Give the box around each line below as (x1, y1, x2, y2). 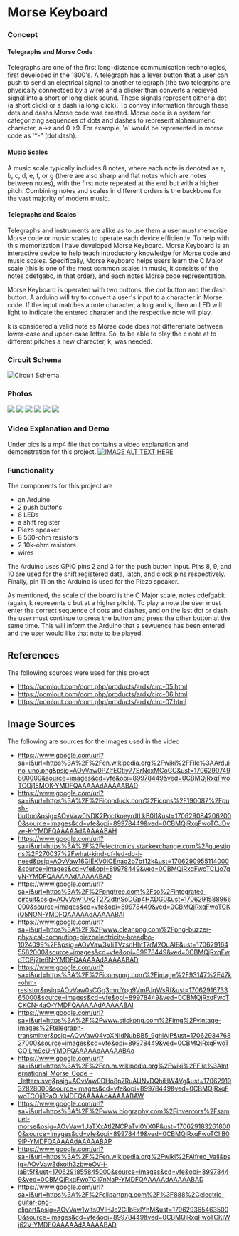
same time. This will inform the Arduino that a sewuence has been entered (7, 621, 225, 629)
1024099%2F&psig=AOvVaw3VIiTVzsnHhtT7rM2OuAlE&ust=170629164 (17, 940, 229, 949)
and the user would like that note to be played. (7, 629, 144, 637)
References (7, 649, 60, 661)
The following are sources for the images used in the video (7, 737, 180, 746)
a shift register (17, 517, 60, 526)
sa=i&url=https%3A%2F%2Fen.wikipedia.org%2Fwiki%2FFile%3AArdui (17, 758, 230, 767)
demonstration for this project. (7, 447, 97, 456)
